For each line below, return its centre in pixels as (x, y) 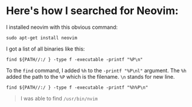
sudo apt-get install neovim (42, 38)
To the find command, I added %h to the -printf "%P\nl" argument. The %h (96, 70)
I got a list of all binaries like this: (46, 49)
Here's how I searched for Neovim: (92, 11)
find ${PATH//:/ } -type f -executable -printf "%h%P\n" (77, 87)
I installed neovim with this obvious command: (62, 27)
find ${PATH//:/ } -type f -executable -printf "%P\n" (75, 59)
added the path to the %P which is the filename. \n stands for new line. (90, 76)
